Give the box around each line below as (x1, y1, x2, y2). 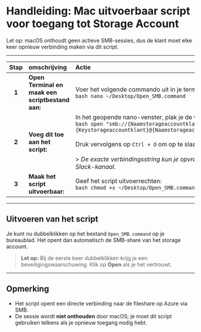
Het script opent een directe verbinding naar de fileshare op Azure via (14, 300, 188, 307)
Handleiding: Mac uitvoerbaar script (6, 4, 190, 18)
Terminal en (28, 80, 63, 89)
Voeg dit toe (28, 130, 65, 139)
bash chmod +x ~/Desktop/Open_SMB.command (75, 184, 199, 191)
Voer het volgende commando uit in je (75, 85, 182, 94)
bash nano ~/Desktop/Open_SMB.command (75, 92, 186, 100)
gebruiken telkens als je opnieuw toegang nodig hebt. (14, 319, 148, 326)
